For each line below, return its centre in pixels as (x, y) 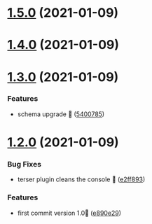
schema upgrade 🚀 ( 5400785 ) (61, 114)
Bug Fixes (25, 164)
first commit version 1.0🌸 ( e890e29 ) (69, 213)
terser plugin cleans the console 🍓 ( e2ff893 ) (81, 179)
